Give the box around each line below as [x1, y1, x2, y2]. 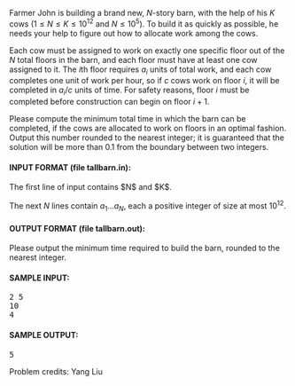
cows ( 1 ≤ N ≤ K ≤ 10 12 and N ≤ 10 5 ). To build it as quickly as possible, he [9, 17, 279, 29]
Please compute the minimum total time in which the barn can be [9, 114, 246, 124]
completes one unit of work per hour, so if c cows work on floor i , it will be [9, 75, 281, 86]
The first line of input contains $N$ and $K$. [9, 182, 173, 193]
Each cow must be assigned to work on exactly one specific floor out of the [9, 44, 285, 56]
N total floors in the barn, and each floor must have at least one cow [9, 54, 258, 65]
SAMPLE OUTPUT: [9, 329, 79, 340]
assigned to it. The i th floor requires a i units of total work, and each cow [9, 64, 272, 76]
